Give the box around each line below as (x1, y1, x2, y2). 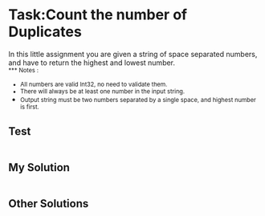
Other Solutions (8, 197, 89, 210)
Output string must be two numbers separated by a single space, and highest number (19, 96, 257, 104)
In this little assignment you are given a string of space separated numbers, (8, 49, 258, 59)
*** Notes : (8, 66, 39, 74)
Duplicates (8, 22, 82, 41)
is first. (19, 103, 39, 111)
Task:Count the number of (8, 6, 187, 24)
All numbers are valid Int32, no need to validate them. (19, 80, 168, 88)
